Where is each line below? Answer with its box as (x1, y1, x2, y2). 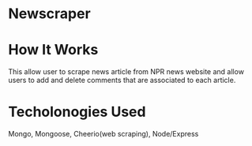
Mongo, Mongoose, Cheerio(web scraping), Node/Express (8, 129, 199, 139)
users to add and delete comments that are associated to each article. (8, 76, 236, 85)
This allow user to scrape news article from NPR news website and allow (8, 67, 245, 77)
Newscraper (8, 5, 91, 23)
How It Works (8, 41, 99, 59)
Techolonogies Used (8, 103, 146, 121)
